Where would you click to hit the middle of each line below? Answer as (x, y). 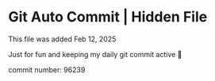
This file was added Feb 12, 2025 (62, 39)
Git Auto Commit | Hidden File (108, 17)
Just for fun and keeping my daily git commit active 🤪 (95, 54)
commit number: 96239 (47, 69)
